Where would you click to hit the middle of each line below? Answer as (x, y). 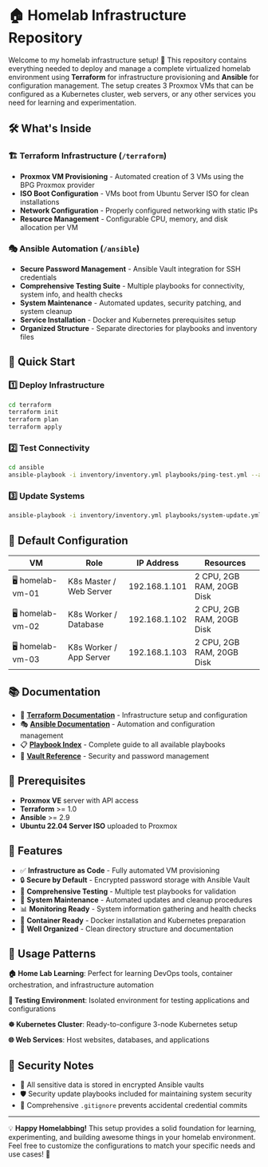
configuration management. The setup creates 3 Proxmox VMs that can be (131, 86)
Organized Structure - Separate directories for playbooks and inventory (138, 328)
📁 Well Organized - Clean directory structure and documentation (126, 929)
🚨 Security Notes (51, 1065)
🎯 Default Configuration (69, 540)
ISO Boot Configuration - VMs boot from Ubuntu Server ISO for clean (134, 193)
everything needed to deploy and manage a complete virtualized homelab (130, 68)
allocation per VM (49, 227)
